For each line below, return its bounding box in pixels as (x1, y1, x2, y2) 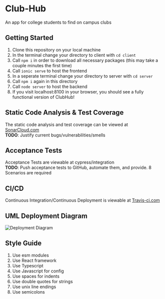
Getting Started (5, 34, 54, 42)
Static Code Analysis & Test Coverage (5, 108, 124, 117)
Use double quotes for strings (12, 278, 73, 284)
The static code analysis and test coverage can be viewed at (5, 122, 128, 128)
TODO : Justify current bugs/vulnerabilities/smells (5, 132, 106, 138)
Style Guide (5, 239, 42, 248)
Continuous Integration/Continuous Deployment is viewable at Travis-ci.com (5, 197, 160, 203)
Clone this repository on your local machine (12, 46, 101, 52)
